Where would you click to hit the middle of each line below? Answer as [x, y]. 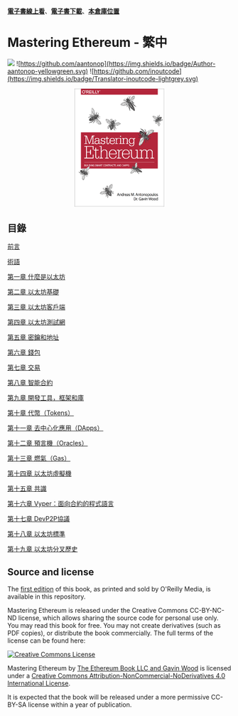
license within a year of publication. [80, 705]
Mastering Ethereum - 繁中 [87, 43]
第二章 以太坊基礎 [33, 292]
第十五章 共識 [27, 489]
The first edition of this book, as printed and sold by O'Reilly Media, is [109, 589]
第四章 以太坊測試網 [36, 322]
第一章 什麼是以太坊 [36, 277]
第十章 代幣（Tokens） [41, 413]
